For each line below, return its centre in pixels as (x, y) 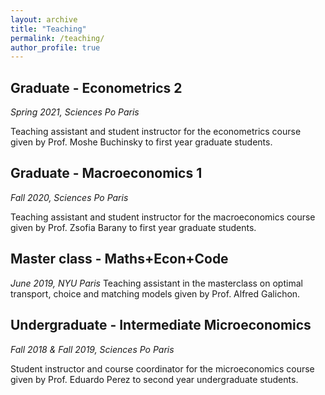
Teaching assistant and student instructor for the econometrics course (156, 132)
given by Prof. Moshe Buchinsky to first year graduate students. (141, 142)
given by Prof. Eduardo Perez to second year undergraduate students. (154, 379)
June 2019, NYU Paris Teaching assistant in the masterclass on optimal (156, 283)
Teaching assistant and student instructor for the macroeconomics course (163, 217)
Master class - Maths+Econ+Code (119, 259)
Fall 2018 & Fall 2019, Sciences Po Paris (92, 349)
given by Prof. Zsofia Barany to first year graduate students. (133, 227)
